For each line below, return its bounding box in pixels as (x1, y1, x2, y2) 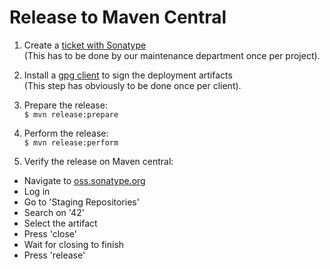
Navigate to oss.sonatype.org (23, 174, 146, 186)
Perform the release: (23, 127, 109, 139)
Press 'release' (23, 249, 86, 261)
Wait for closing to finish (23, 238, 125, 250)
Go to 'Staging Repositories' (23, 196, 140, 208)
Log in (23, 185, 51, 197)
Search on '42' (23, 206, 85, 218)
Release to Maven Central (9, 6, 227, 29)
